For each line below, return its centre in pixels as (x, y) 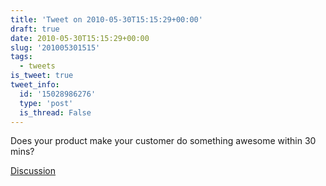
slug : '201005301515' (55, 47)
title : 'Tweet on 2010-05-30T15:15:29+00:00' (106, 19)
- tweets (37, 66)
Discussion (33, 171)
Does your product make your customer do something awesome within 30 (163, 141)
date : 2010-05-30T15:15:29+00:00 (80, 38)
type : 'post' (46, 103)
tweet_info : (35, 85)
